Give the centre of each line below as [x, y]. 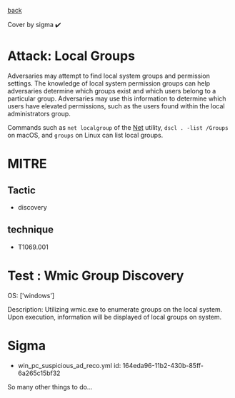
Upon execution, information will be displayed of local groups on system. [115, 317]
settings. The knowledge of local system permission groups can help [109, 83]
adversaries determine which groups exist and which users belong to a [112, 91]
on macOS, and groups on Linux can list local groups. [85, 135]
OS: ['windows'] [31, 295]
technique [31, 230]
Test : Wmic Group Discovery [96, 276]
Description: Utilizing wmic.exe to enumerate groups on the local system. [115, 309]
